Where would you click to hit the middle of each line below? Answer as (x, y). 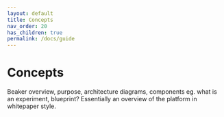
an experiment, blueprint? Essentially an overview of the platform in (102, 99)
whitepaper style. (32, 106)
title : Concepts (30, 20)
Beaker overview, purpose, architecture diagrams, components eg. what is (112, 92)
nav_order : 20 (27, 26)
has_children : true (35, 32)
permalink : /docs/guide (41, 39)
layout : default (30, 13)
